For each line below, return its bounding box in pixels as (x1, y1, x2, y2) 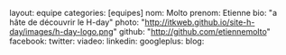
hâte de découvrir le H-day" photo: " (9, 17, 146, 27)
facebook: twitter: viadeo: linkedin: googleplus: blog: (9, 35, 205, 46)
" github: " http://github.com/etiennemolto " (112, 27, 271, 36)
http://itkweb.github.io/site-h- (144, 17, 255, 27)
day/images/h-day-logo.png (9, 27, 114, 36)
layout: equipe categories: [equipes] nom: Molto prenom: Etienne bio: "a (9, 8, 278, 18)
